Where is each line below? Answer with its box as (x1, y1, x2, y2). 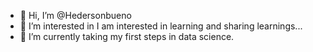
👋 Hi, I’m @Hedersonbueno (19, 10, 132, 21)
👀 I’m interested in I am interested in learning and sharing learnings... (19, 20, 303, 32)
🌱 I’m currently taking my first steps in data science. (19, 31, 235, 42)
